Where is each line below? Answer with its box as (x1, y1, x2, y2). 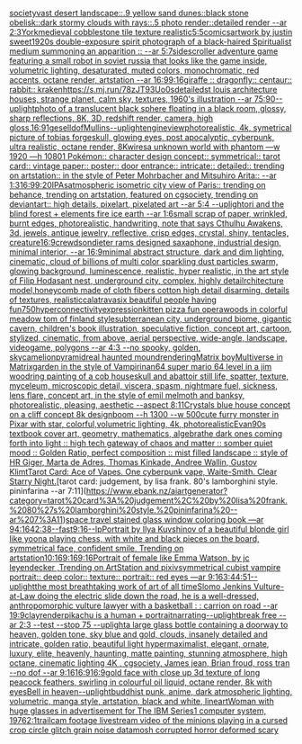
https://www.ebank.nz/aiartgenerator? (85, 486, 227, 496)
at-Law (9, 591, 36, 601)
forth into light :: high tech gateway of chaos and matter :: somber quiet (9, 438, 273, 448)
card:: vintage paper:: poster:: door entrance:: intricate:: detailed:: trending (9, 161, 285, 171)
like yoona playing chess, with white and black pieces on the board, (9, 533, 260, 543)
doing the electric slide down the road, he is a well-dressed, (37, 591, 259, 601)
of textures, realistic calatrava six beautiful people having (9, 294, 218, 305)
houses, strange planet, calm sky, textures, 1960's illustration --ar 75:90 (9, 94, 276, 104)
